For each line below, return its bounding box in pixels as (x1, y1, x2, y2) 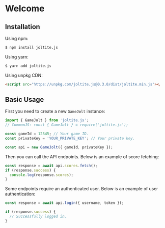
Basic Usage (5, 95, 44, 104)
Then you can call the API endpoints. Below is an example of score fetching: (5, 153, 159, 160)
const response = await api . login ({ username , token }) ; (5, 200, 124, 205)
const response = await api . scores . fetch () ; (5, 163, 98, 168)
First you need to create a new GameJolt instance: (5, 109, 106, 114)
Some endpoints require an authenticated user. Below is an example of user (5, 186, 158, 192)
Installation (5, 23, 40, 31)
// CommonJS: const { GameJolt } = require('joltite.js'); (5, 122, 129, 128)
